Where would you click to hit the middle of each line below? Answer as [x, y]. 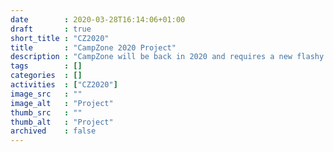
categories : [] [46, 76]
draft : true [51, 29]
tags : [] [46, 66]
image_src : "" [46, 94]
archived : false [53, 131]
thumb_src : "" [46, 112]
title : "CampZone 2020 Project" [93, 47]
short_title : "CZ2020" [60, 38]
